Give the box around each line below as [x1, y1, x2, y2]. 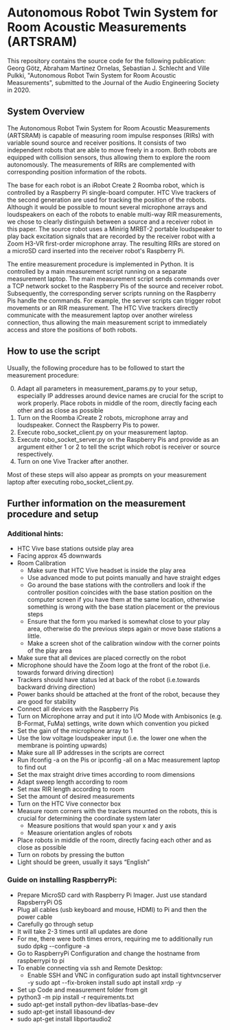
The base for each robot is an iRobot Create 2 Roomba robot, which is [7, 180, 205, 189]
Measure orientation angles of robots [27, 829, 133, 837]
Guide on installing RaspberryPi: [7, 875, 117, 885]
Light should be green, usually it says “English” [16, 858, 150, 866]
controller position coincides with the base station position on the [27, 588, 213, 596]
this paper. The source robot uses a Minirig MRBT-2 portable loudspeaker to [7, 224, 222, 233]
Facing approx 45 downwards [16, 552, 102, 560]
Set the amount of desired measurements [16, 793, 135, 801]
